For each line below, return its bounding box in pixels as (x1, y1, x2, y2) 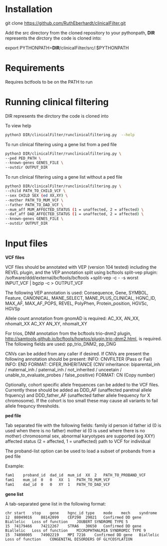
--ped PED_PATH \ (5, 156, 41, 161)
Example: (5, 463, 24, 469)
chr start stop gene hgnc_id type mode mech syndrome (5, 510, 157, 515)
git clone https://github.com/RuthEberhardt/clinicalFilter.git (5, 20, 126, 26)
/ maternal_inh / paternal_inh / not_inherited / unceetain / (5, 367, 122, 372)
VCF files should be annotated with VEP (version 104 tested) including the (5, 264, 157, 270)
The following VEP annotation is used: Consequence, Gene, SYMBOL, (5, 290, 149, 296)
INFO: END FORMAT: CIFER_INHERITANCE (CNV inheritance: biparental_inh (5, 361, 161, 367)
